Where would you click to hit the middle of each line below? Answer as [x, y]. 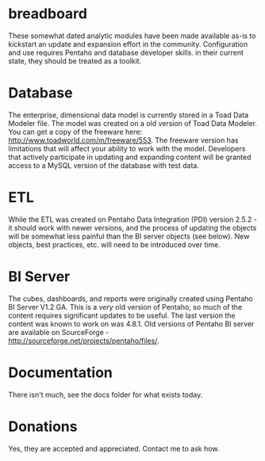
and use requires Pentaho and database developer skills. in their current [126, 52]
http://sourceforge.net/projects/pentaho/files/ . [84, 341]
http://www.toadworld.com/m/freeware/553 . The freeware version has [123, 140]
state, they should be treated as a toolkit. [75, 61]
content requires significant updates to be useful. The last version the [122, 315]
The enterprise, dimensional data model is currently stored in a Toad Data [129, 115]
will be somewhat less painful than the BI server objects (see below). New [129, 236]
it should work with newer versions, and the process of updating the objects [132, 227]
